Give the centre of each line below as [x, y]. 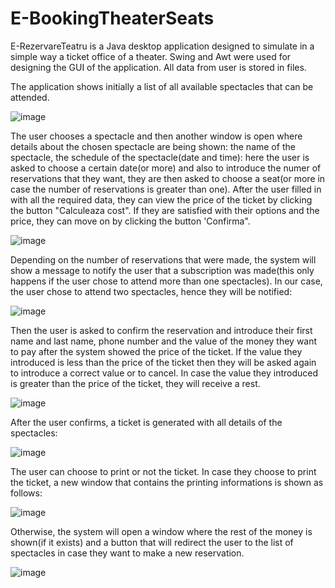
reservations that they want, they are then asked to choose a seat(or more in [168, 178]
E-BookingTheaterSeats [112, 18]
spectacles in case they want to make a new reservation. [127, 553]
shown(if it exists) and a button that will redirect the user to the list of [152, 542]
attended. [30, 97]
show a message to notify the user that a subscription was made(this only [162, 270]
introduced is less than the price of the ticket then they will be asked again [163, 362]
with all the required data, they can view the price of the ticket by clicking [161, 199]
